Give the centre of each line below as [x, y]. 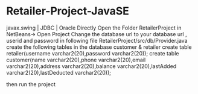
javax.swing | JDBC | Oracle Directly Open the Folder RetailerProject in [94, 28]
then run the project [31, 84]
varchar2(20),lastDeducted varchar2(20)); [59, 72]
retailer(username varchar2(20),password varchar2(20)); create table [93, 53]
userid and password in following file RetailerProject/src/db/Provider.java [97, 40]
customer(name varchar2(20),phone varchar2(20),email [76, 60]
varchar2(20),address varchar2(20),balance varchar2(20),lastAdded [91, 66]
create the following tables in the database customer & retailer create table [99, 47]
